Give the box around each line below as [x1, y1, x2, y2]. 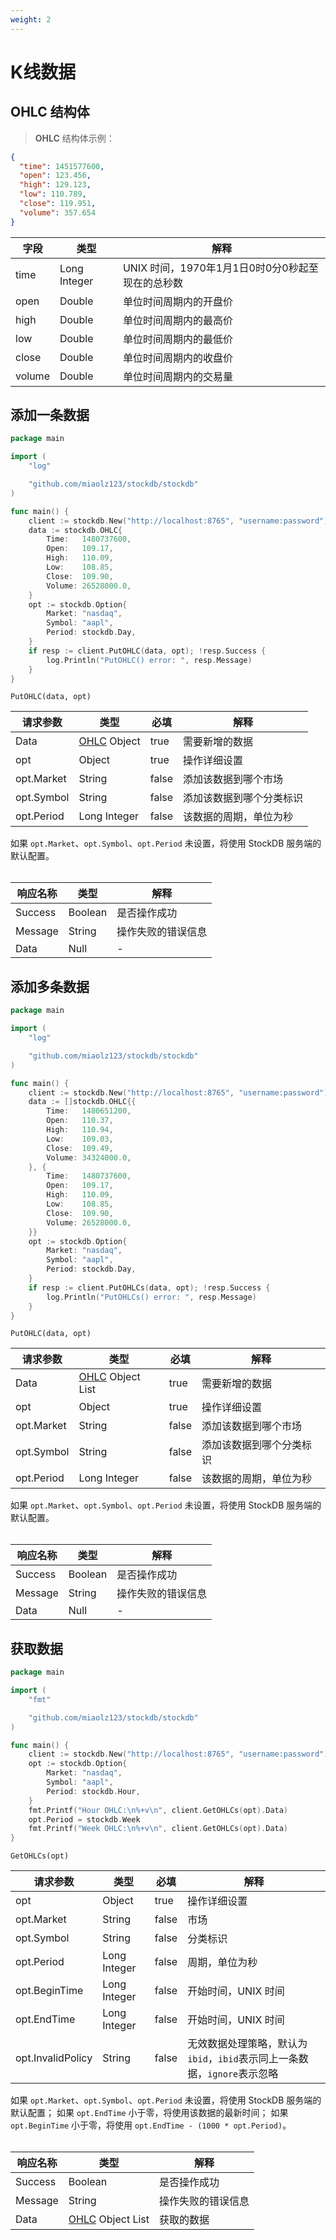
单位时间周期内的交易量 [122, 369, 233, 383]
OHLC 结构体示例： [34, 132, 115, 144]
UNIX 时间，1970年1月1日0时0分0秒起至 [122, 261, 319, 275]
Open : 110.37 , [46, 1116, 114, 1126]
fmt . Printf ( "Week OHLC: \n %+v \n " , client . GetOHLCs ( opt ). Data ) [28, 1824, 289, 1834]
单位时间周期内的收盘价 [122, 351, 233, 365]
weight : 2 [10, 14, 52, 25]
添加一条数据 [10, 407, 90, 424]
